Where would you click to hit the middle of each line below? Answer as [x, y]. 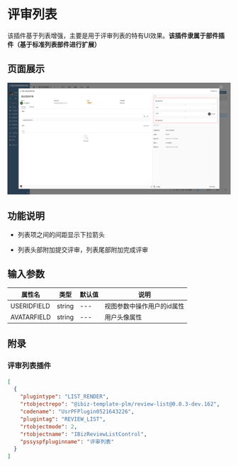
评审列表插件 [29, 366]
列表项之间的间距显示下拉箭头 [61, 234]
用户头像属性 [123, 317]
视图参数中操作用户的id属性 [144, 306]
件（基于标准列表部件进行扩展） [54, 44]
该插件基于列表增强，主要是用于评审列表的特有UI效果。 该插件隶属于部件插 [116, 35]
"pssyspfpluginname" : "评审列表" [67, 442]
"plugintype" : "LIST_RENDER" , [65, 397]
